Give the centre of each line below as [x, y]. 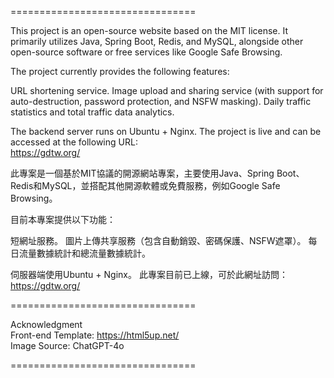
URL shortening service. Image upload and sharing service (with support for [167, 90]
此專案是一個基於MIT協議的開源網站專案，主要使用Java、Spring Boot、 [157, 173]
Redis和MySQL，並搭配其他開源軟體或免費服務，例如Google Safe [145, 185]
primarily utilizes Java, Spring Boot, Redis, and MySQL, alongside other [157, 41]
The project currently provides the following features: [120, 71]
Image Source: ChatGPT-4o [67, 345]
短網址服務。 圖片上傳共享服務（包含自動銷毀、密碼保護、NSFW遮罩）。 [158, 240]
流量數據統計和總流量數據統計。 [84, 253]
